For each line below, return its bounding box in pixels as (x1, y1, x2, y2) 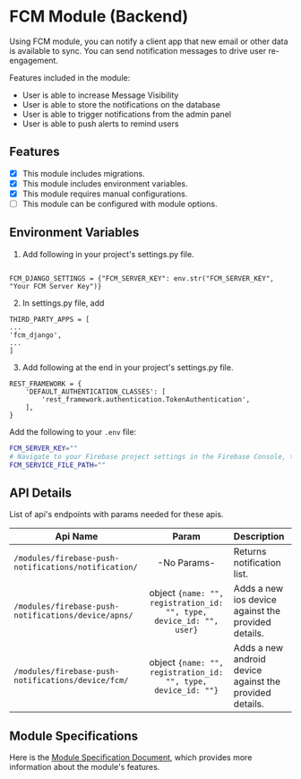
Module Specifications (9, 728, 139, 743)
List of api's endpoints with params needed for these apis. (9, 509, 224, 520)
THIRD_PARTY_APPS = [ (9, 315, 90, 324)
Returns (233, 545, 267, 558)
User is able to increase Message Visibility (21, 90, 179, 100)
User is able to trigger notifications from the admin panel (21, 108, 231, 119)
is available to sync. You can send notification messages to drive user (9, 45, 267, 56)
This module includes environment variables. (21, 177, 188, 189)
